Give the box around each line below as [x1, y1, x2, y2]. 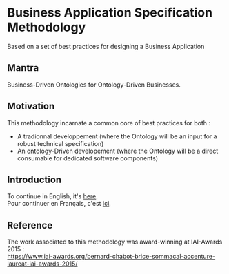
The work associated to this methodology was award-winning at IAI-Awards [7, 238, 223, 246]
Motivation [7, 101, 55, 112]
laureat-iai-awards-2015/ [7, 260, 78, 268]
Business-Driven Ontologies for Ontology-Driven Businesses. [7, 81, 181, 89]
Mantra [7, 62, 39, 74]
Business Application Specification [7, 5, 212, 21]
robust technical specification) [17, 139, 104, 147]
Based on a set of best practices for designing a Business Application [7, 42, 205, 50]
